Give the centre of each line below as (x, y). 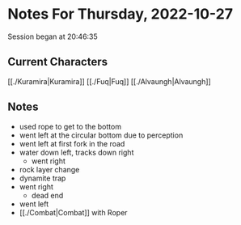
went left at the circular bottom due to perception (101, 135)
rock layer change (49, 169)
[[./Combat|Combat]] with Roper (73, 212)
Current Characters (58, 62)
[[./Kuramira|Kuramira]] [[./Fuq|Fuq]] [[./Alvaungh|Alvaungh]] (109, 81)
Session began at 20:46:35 (53, 36)
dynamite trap (42, 178)
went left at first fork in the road (72, 143)
